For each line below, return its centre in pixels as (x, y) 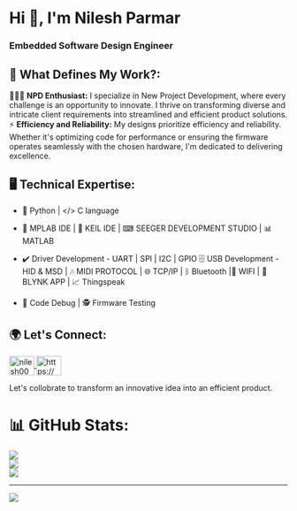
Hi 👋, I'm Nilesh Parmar (95, 18)
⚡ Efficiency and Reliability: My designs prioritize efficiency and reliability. (145, 124)
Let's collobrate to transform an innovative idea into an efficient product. (141, 387)
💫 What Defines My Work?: (85, 74)
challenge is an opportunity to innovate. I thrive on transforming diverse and (147, 104)
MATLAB (38, 240)
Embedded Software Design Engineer (91, 46)
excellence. (30, 156)
